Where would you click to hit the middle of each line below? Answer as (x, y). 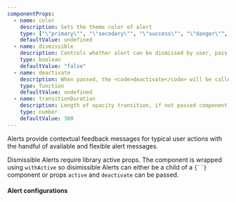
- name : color (34, 20)
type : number (39, 112)
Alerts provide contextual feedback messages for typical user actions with (115, 139)
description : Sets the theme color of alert (86, 27)
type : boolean (40, 60)
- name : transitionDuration (55, 99)
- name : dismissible (44, 46)
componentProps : (31, 14)
